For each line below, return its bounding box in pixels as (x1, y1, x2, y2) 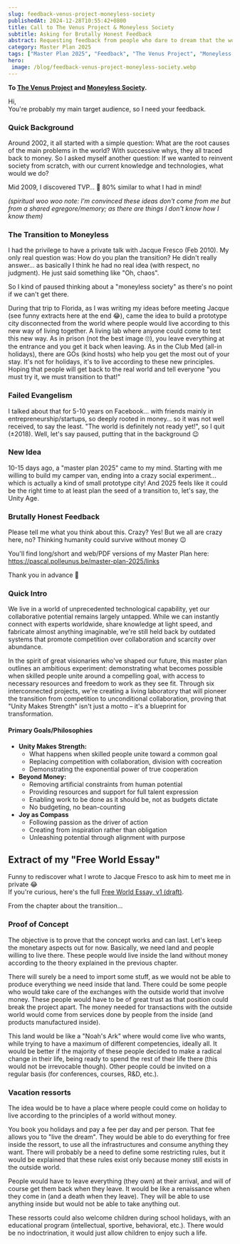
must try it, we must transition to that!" (8, 373, 120, 381)
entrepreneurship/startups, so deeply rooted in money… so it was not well (8, 414, 225, 423)
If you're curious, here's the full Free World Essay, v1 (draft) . (8, 888, 184, 896)
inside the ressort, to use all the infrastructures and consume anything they (8, 1140, 229, 1149)
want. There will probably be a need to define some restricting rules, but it (8, 1148, 226, 1157)
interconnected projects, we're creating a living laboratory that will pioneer (8, 687, 227, 696)
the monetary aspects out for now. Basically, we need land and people (8, 943, 214, 952)
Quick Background (8, 122, 74, 132)
